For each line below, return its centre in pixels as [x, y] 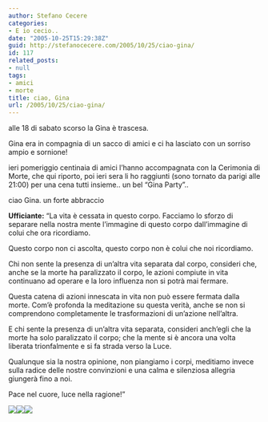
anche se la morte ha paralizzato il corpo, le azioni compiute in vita [118, 273]
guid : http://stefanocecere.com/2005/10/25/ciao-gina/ [102, 46]
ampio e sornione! [38, 152]
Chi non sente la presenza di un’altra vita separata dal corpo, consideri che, [133, 264]
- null [19, 68]
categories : [28, 23]
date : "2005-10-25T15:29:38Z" [59, 38]
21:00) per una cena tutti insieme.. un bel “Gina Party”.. [99, 185]
